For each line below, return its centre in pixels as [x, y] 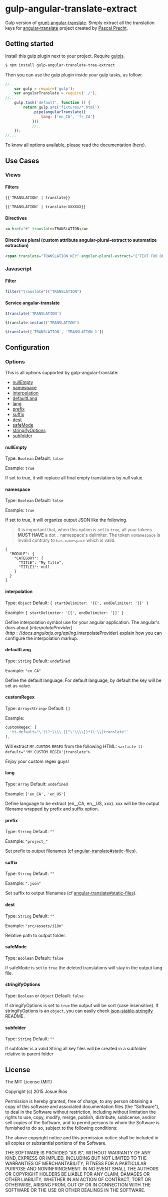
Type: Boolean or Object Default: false [44, 995]
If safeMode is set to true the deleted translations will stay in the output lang [84, 967]
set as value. [18, 685]
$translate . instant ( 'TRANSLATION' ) [42, 323]
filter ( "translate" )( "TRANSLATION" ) [43, 291]
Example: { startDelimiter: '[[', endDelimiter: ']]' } [64, 612]
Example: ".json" [23, 883]
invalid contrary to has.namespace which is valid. [66, 540]
